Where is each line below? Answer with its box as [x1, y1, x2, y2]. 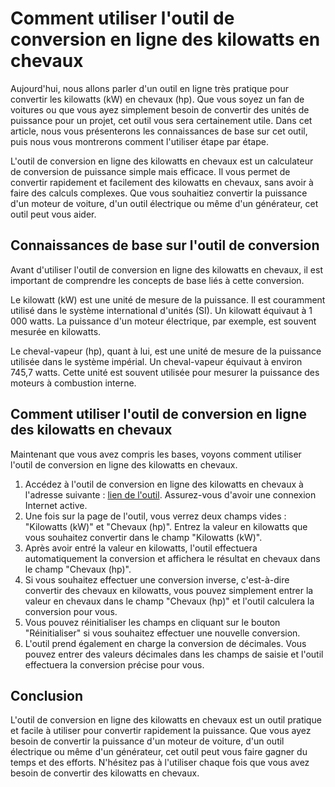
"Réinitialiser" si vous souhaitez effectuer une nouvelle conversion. [24, 627, 301, 639]
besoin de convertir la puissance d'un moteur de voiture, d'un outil [10, 735, 285, 747]
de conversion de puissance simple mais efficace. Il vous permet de [10, 165, 291, 177]
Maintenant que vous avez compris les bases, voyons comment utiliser [10, 448, 302, 460]
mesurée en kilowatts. [10, 325, 102, 337]
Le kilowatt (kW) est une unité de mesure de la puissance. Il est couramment [10, 293, 326, 306]
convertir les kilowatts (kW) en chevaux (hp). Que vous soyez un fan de [10, 93, 305, 105]
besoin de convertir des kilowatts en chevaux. [10, 767, 200, 779]
